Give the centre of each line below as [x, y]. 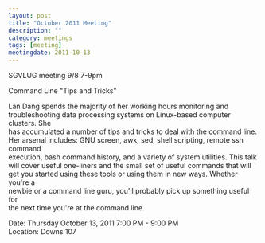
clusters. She [30, 123]
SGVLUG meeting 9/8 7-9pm [56, 75]
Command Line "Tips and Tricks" [62, 91]
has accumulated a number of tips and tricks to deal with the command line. [132, 131]
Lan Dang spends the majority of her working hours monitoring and [119, 106]
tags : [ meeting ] [35, 45]
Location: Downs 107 [43, 231]
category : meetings [41, 38]
